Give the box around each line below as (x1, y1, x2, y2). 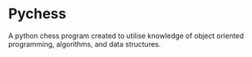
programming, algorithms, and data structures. (8, 39, 161, 48)
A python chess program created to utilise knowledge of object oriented (8, 31, 244, 40)
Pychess (8, 5, 67, 23)
